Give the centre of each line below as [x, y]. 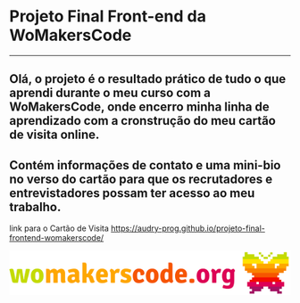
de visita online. [54, 135]
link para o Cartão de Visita [59, 228]
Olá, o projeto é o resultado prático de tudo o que [148, 79]
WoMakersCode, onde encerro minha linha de [139, 107]
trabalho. [35, 207]
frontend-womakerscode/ [57, 238]
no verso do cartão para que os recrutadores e [141, 179]
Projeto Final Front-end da [108, 16]
